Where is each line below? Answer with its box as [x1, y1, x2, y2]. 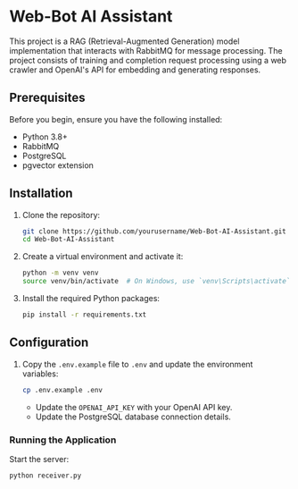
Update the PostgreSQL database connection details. [35, 411, 232, 422]
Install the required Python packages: [21, 293, 161, 304]
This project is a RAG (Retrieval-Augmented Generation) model [9, 36, 240, 46]
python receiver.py [9, 471, 82, 480]
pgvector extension [21, 159, 94, 171]
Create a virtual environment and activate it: [21, 251, 184, 262]
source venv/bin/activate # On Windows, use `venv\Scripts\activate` [21, 277, 291, 286]
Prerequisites [9, 90, 86, 105]
